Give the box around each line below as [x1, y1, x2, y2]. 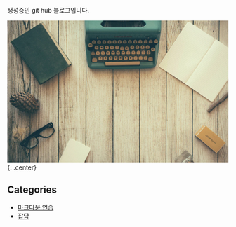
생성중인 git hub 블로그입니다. [7, 6, 90, 14]
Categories [7, 184, 58, 195]
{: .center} [7, 163, 37, 172]
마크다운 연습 [17, 203, 54, 212]
